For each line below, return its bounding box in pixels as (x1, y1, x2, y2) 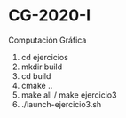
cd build (20, 70, 51, 81)
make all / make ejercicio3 (20, 90, 117, 100)
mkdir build (20, 61, 63, 72)
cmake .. (20, 80, 53, 90)
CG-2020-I (8, 5, 91, 26)
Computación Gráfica (8, 35, 87, 45)
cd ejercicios (20, 51, 68, 62)
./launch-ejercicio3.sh (20, 98, 102, 109)
